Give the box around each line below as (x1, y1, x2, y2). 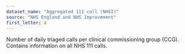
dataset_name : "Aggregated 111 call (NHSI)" (6, 8, 119, 15)
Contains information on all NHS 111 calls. (6, 42, 108, 49)
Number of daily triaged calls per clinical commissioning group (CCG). (6, 36, 180, 43)
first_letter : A (6, 20, 47, 26)
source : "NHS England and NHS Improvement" (6, 14, 117, 20)
